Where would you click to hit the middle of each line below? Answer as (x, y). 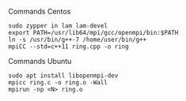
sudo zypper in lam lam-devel (58, 26)
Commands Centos (40, 11)
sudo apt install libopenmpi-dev (63, 76)
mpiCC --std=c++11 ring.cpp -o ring (68, 47)
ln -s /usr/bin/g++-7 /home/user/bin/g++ (78, 39)
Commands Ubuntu (40, 61)
